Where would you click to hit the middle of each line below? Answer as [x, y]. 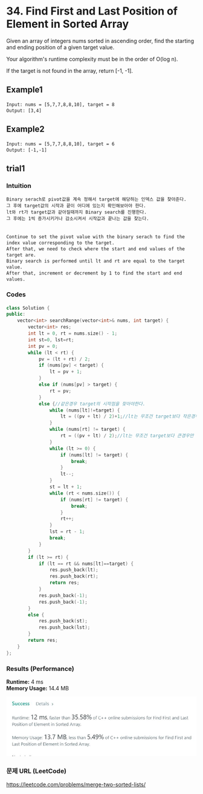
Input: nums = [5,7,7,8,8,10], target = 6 [60, 144]
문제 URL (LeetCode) [36, 771]
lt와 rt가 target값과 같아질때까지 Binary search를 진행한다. [76, 212]
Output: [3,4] [24, 110]
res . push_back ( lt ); [74, 570]
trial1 [16, 168]
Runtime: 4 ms [25, 682]
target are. [21, 255]
